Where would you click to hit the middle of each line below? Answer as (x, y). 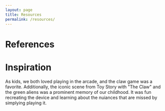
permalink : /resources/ (30, 19)
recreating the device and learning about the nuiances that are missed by (81, 97)
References (30, 44)
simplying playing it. (26, 103)
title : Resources (23, 15)
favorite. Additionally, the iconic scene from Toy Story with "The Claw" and (83, 87)
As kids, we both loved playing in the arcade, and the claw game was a (79, 81)
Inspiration (28, 67)
